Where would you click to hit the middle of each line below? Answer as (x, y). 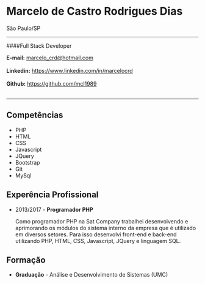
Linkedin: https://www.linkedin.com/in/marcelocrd (70, 70)
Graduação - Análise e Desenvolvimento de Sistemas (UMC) (92, 275)
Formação (26, 260)
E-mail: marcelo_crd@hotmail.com (50, 58)
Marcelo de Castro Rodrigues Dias (95, 11)
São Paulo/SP (23, 28)
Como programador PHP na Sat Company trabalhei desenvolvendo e (102, 221)
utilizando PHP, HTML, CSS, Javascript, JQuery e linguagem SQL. (98, 241)
